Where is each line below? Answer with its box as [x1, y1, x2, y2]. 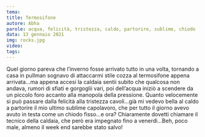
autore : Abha [6, 20, 40, 26]
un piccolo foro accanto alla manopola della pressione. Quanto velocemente [6, 91, 198, 98]
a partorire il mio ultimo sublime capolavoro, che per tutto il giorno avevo [6, 104, 190, 111]
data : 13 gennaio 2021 [6, 32, 64, 38]
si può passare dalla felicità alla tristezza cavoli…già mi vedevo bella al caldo [6, 97, 199, 105]
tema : [6, 9, 20, 15]
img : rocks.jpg [6, 37, 45, 43]
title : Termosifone [6, 15, 56, 21]
